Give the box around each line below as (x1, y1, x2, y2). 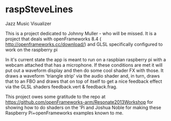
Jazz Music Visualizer (5, 20, 52, 27)
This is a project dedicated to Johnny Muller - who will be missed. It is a (5, 30, 157, 36)
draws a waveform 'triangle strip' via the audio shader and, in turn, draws (5, 72, 160, 79)
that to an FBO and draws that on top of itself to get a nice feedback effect (5, 78, 162, 84)
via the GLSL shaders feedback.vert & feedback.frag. (5, 83, 118, 90)
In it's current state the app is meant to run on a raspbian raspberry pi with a (5, 56, 166, 62)
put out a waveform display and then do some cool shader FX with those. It (5, 67, 164, 74)
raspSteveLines (5, 4, 73, 15)
